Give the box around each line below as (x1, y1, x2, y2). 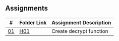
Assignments (5, 4, 48, 13)
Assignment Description (51, 19, 111, 26)
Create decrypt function (51, 27, 108, 34)
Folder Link (19, 19, 47, 26)
